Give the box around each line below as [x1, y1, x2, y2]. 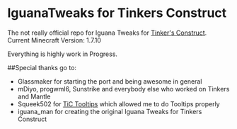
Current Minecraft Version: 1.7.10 [7, 35, 101, 44]
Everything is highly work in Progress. [7, 50, 118, 58]
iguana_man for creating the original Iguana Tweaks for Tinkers [17, 107, 202, 116]
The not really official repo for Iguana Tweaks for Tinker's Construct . [7, 28, 207, 37]
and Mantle [17, 92, 51, 101]
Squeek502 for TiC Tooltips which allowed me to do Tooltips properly [17, 99, 221, 108]
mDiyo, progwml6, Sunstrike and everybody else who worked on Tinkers [17, 84, 230, 93]
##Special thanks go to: [7, 63, 76, 72]
